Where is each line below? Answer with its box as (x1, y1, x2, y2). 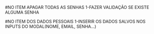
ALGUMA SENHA (5, 9, 40, 15)
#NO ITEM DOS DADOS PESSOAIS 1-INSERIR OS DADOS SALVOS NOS (5, 19, 146, 24)
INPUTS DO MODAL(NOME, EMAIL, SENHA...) (5, 24, 97, 29)
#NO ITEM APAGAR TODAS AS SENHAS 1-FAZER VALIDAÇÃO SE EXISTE (5, 5, 150, 10)
